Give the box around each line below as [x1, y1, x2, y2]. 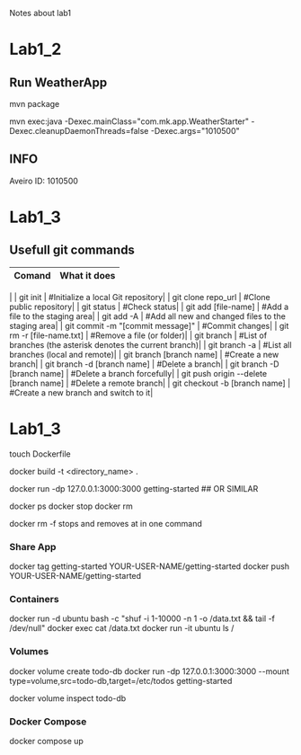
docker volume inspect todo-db [9, 692, 127, 704]
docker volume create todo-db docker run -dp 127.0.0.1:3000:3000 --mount [9, 665, 289, 677]
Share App [9, 540, 57, 553]
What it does [59, 269, 116, 281]
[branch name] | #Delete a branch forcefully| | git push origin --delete [9, 368, 268, 378]
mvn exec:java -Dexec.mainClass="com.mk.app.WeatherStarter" [9, 116, 250, 127]
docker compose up [9, 735, 84, 746]
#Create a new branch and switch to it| [9, 386, 154, 398]
